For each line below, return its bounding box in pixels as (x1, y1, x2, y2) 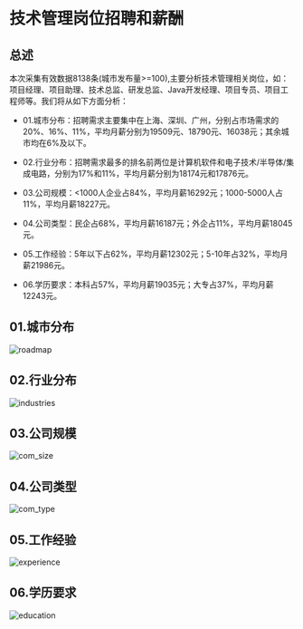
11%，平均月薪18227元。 (22, 198, 116, 209)
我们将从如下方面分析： (40, 96, 128, 106)
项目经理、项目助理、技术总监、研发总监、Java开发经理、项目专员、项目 (9, 84, 281, 95)
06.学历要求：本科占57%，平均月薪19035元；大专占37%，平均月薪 (22, 279, 274, 290)
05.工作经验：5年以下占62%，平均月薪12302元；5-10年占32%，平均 (22, 248, 280, 259)
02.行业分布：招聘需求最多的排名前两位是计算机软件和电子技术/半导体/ (22, 157, 287, 168)
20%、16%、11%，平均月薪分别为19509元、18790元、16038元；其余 (22, 126, 282, 137)
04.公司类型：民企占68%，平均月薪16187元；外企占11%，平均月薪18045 (22, 218, 293, 228)
